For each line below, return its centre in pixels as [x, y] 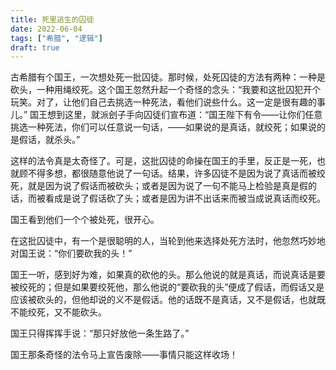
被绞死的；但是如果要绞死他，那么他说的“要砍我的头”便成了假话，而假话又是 [167, 287]
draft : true [35, 47]
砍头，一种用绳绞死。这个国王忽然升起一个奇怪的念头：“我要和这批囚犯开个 [166, 90]
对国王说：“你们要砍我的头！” [71, 253]
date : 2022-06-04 [46, 29]
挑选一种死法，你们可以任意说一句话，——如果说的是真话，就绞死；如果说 [163, 127]
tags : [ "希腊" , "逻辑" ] [56, 38]
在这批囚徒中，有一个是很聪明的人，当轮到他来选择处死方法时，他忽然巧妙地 [168, 241]
